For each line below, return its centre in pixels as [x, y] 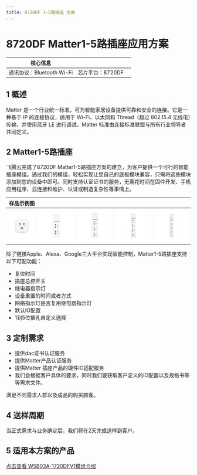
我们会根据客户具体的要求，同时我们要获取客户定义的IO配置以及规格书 [99, 375]
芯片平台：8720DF [101, 73]
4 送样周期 [25, 415]
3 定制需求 [25, 338]
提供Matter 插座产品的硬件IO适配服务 [59, 368]
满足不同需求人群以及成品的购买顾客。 [52, 395]
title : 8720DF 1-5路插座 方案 [41, 12]
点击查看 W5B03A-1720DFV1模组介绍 [51, 466]
